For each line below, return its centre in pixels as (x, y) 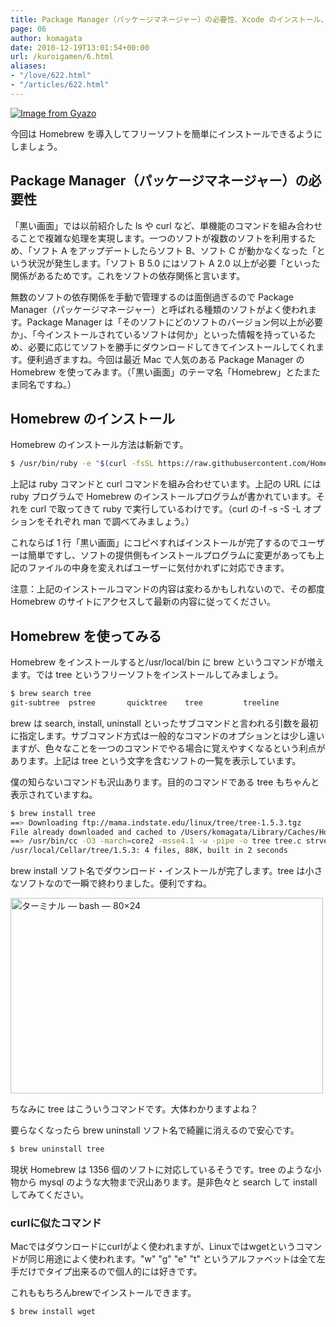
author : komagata (46, 38)
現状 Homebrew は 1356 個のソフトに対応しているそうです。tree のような (161, 1170)
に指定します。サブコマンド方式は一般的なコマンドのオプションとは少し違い (167, 735)
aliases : (28, 66)
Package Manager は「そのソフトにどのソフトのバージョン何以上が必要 (174, 322)
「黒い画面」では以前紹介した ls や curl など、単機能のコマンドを (144, 225)
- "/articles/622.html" (60, 85)
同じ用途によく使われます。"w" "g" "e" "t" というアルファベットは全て (172, 1259)
